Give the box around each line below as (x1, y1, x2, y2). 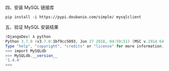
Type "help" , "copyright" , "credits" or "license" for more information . (5, 44, 164, 49)
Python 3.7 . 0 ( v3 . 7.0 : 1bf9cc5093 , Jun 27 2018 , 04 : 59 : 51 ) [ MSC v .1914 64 (5, 39, 164, 44)
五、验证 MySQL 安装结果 (5, 24, 59, 30)
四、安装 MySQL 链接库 (5, 5, 55, 10)
